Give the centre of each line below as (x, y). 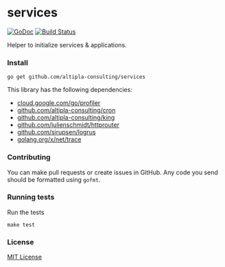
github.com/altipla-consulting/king (66, 117)
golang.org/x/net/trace (49, 139)
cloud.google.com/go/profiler (59, 103)
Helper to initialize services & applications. (67, 45)
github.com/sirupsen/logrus (56, 132)
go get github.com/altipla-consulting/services (76, 77)
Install (18, 62)
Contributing (29, 157)
